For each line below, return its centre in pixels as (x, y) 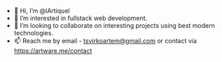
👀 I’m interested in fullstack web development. (81, 18)
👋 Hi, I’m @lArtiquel (42, 11)
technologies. (34, 33)
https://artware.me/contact (53, 51)
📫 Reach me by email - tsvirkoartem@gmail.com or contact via (105, 41)
